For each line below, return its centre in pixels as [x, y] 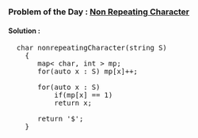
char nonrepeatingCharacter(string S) [92, 48]
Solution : [25, 31]
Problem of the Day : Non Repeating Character [99, 12]
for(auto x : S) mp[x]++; [88, 72]
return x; [73, 103]
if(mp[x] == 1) [84, 95]
